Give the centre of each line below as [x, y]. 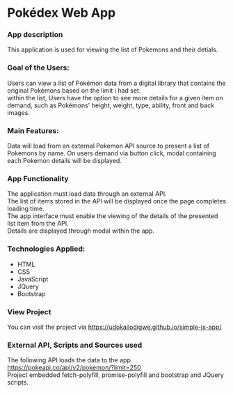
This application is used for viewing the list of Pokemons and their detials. [113, 49]
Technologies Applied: [46, 249]
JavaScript [33, 279]
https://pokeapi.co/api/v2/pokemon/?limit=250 [74, 368]
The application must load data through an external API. [87, 194]
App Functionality [38, 179]
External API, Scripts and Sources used [75, 345]
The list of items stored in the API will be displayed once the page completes [117, 201]
